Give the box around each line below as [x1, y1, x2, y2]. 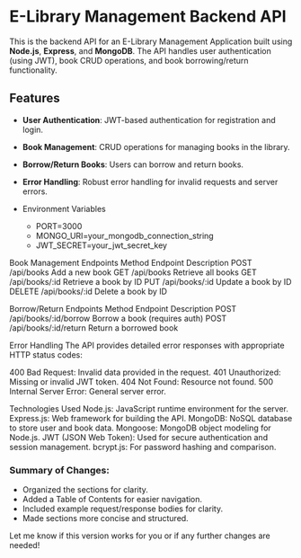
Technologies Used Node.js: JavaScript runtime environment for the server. [9, 403, 289, 414]
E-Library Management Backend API [9, 6, 287, 27]
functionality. [9, 65, 58, 75]
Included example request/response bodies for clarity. [22, 503, 223, 514]
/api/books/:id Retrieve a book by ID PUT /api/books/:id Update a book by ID [9, 276, 292, 287]
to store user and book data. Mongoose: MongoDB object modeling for [9, 422, 271, 433]
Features [9, 91, 60, 106]
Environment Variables [22, 203, 106, 214]
